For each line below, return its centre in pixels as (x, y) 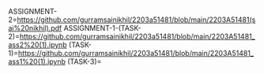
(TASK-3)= (84, 61)
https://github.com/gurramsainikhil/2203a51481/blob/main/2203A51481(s (136, 20)
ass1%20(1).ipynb (37, 61)
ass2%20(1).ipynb (38, 45)
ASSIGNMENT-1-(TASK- (102, 28)
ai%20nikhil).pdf (35, 28)
